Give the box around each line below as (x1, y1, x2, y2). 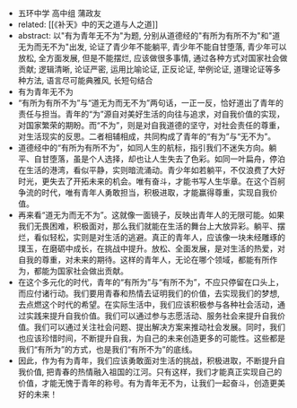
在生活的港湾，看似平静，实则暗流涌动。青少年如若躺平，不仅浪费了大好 (17, 165, 285, 175)
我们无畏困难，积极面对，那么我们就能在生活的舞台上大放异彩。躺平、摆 (17, 221, 285, 231)
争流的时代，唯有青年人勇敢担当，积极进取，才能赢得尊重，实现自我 (17, 187, 270, 197)
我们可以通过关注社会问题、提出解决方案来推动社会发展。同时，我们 (33, 322, 285, 332)
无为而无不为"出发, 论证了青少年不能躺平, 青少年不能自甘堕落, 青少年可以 (17, 41, 287, 52)
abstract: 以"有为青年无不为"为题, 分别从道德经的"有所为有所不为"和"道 (17, 30, 281, 40)
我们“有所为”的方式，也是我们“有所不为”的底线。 (17, 344, 197, 354)
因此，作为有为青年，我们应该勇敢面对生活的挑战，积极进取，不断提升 (17, 355, 278, 366)
